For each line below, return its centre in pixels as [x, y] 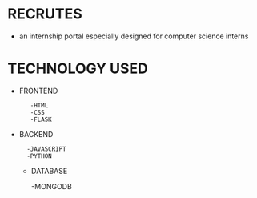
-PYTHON [40, 156]
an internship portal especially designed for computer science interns [134, 36]
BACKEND [36, 134]
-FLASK [41, 119]
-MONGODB [52, 186]
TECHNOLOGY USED [78, 69]
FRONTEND [38, 91]
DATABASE [49, 171]
